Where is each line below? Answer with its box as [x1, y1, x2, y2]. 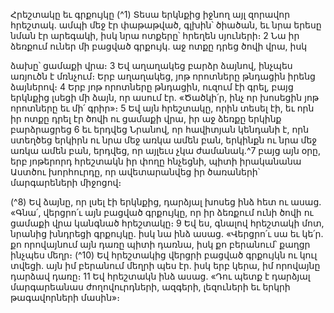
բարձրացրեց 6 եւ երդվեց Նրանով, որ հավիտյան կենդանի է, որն [10, 124, 310, 135]
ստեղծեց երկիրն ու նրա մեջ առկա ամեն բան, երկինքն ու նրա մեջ [10, 134, 318, 146]
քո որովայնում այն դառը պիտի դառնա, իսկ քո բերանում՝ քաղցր [10, 239, 311, 250]
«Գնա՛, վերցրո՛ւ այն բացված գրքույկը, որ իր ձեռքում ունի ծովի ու [10, 207, 314, 218]
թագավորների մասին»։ [10, 292, 120, 303]
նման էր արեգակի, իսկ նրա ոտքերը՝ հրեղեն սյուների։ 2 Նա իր [10, 30, 300, 41]
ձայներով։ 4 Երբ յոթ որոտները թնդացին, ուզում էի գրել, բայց [10, 81, 294, 93]
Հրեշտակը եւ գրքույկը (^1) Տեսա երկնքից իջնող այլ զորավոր [10, 9, 291, 20]
